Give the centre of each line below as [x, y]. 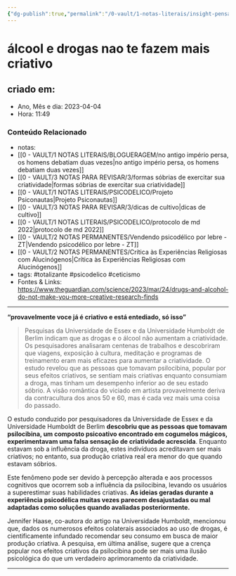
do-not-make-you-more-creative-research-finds [88, 297]
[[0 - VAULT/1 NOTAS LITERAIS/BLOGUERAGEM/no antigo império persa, [123, 155]
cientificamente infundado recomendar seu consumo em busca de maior [113, 536]
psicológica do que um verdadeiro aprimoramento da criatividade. [103, 558]
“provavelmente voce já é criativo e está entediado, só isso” [97, 316]
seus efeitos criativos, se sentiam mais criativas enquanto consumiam [125, 375]
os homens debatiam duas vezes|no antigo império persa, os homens [118, 162]
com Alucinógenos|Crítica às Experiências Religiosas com [101, 259]
